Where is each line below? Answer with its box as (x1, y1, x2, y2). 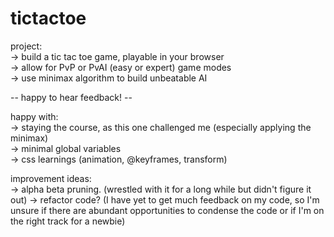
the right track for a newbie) (10, 215, 126, 227)
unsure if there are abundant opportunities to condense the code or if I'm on (10, 204, 325, 216)
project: (10, 40, 43, 52)
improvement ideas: (10, 172, 92, 184)
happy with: (10, 110, 59, 122)
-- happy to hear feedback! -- (10, 91, 133, 103)
